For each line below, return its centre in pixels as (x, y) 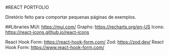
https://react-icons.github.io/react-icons (47, 32)
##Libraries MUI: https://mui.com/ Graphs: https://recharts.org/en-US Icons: (85, 27)
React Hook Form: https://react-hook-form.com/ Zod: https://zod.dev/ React (85, 42)
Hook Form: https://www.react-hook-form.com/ (55, 47)
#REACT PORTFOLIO (27, 7)
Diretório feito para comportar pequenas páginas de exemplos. (71, 17)
